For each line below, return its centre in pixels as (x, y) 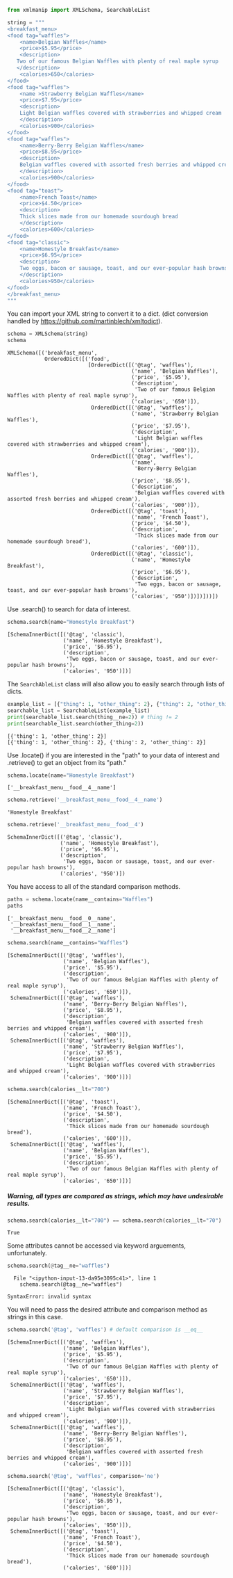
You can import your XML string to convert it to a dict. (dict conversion (108, 314)
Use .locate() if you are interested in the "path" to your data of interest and (113, 755)
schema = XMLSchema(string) (48, 334)
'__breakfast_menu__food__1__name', (63, 924)
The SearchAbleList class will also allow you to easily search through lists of (116, 684)
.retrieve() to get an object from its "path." (67, 762)
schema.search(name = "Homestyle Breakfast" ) (71, 622)
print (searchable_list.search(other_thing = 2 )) (76, 723)
